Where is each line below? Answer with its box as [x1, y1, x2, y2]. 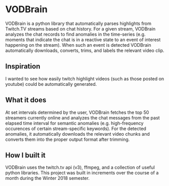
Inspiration [5, 62, 41, 71]
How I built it [5, 151, 46, 160]
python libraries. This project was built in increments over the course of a [5, 170, 159, 176]
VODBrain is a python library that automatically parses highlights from [5, 20, 152, 26]
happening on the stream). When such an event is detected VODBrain [5, 42, 151, 48]
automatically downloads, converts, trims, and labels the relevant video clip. [5, 47, 164, 53]
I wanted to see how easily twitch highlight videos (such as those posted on [5, 75, 164, 82]
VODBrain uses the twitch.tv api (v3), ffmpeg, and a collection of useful [5, 164, 155, 171]
